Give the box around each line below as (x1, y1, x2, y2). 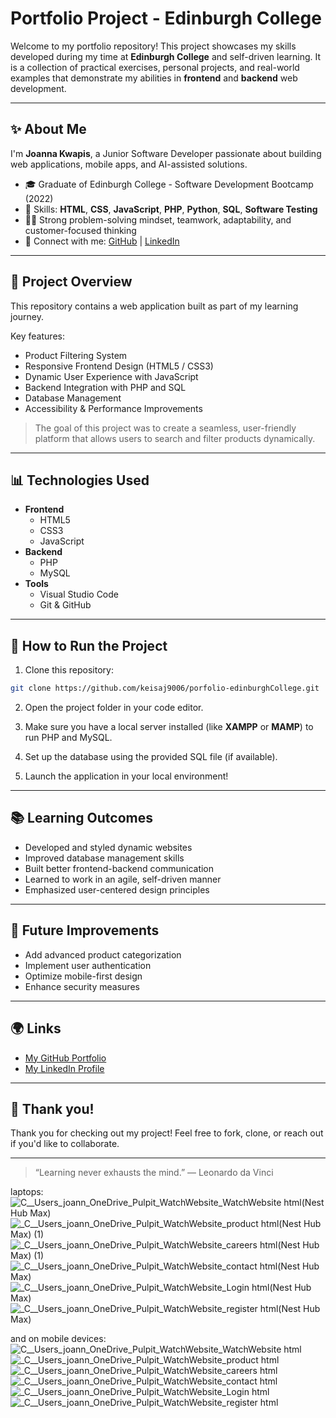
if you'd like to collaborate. (10, 1138, 120, 1150)
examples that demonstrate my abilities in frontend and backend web (10, 72, 298, 84)
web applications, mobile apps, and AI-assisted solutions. (10, 158, 248, 170)
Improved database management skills (24, 852, 185, 864)
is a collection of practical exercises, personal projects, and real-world (10, 61, 300, 73)
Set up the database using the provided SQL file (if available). (24, 751, 278, 763)
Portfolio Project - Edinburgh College (10, 7, 322, 30)
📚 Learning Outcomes (10, 810, 154, 827)
